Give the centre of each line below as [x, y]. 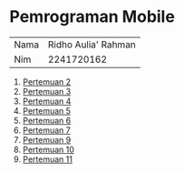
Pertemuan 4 [47, 101]
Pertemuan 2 [47, 81]
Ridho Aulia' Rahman [92, 45]
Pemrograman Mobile [92, 17]
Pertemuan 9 [47, 139]
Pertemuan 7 [46, 130]
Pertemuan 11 [47, 159]
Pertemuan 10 [48, 149]
